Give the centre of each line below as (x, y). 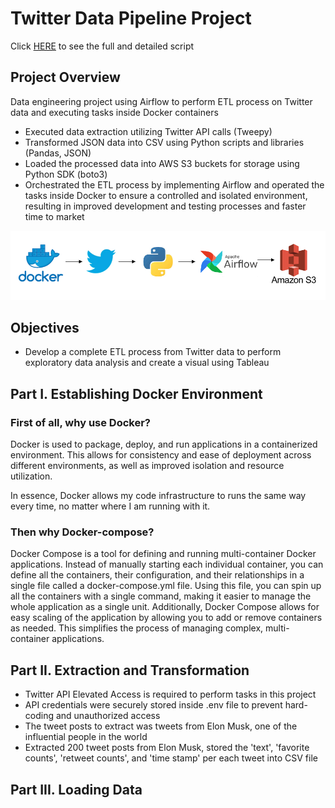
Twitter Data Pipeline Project (131, 18)
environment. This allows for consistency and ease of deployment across (161, 455)
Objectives (45, 328)
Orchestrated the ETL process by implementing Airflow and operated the (174, 184)
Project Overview (65, 77)
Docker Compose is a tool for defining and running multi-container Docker (163, 554)
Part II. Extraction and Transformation (130, 670)
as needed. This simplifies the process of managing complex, (137, 628)
